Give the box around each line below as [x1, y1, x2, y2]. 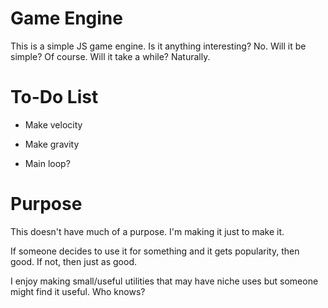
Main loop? [24, 157, 71, 169]
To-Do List [10, 86, 99, 109]
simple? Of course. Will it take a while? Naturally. [10, 50, 211, 62]
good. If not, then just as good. [10, 255, 137, 267]
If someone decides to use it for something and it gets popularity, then [10, 245, 300, 257]
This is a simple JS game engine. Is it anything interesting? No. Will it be [10, 40, 307, 52]
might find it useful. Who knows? [10, 285, 146, 297]
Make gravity [24, 138, 80, 150]
